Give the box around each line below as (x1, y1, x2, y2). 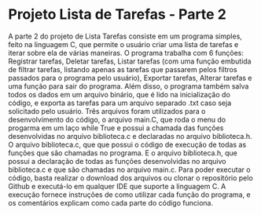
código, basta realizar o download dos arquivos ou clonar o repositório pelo (8, 173, 253, 182)
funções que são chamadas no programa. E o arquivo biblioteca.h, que (8, 148, 237, 158)
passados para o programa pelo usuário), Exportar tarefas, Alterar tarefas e (8, 73, 252, 82)
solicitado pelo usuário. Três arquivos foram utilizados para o (8, 106, 206, 115)
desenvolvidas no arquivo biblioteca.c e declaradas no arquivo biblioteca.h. (8, 131, 253, 140)
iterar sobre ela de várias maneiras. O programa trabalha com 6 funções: (8, 48, 244, 57)
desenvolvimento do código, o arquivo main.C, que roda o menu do (8, 115, 226, 124)
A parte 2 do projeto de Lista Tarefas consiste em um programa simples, (8, 31, 242, 41)
